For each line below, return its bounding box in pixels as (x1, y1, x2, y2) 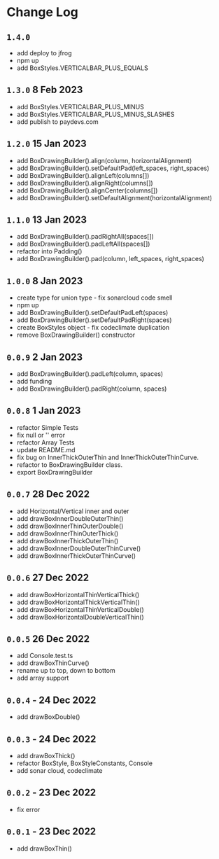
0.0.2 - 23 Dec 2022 (6, 787, 97, 799)
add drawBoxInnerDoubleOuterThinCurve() (16, 544, 141, 552)
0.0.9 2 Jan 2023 (6, 351, 83, 363)
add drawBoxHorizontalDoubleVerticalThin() (16, 613, 144, 621)
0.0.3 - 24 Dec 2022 (6, 733, 97, 745)
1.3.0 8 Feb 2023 (6, 84, 83, 96)
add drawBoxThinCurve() (16, 659, 90, 667)
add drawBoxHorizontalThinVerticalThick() (16, 590, 140, 599)
